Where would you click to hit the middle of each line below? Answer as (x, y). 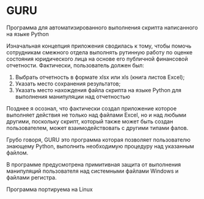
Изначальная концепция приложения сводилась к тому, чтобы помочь (99, 46)
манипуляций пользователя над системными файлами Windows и (93, 171)
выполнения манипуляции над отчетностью (72, 96)
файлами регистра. (31, 177)
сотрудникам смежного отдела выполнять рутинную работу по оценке (100, 52)
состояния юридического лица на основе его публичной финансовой (97, 59)
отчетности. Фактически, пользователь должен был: (75, 65)
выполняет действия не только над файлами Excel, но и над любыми (97, 115)
